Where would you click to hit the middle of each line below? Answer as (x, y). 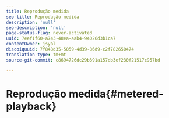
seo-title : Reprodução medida (43, 17)
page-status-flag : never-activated (49, 33)
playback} (31, 106)
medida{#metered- (116, 94)
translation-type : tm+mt (36, 55)
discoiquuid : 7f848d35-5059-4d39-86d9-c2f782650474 (70, 49)
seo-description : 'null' (36, 28)
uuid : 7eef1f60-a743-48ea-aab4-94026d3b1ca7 (61, 38)
